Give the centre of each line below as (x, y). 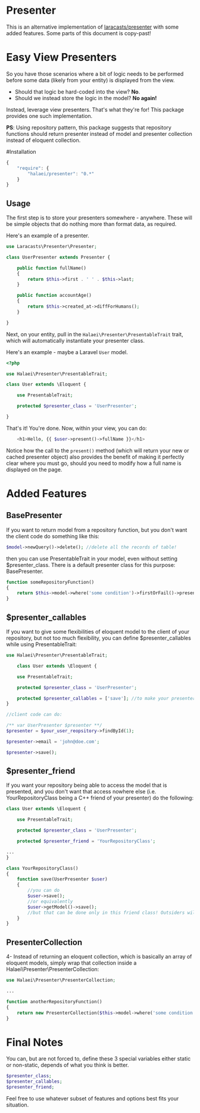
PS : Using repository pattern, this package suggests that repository (89, 127)
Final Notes (35, 1042)
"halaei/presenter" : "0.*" (61, 173)
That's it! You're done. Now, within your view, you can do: (76, 428)
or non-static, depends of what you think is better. (68, 1065)
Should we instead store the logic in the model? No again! (86, 98)
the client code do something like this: (53, 536)
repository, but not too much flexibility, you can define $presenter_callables (99, 638)
